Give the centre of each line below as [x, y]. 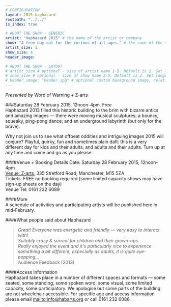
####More [17, 199]
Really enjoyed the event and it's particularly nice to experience [84, 246]
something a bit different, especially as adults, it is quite [77, 252]
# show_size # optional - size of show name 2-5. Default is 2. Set [79, 76]
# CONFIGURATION [22, 10]
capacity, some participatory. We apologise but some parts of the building [83, 288]
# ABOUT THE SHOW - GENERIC [35, 34]
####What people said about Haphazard [48, 220]
